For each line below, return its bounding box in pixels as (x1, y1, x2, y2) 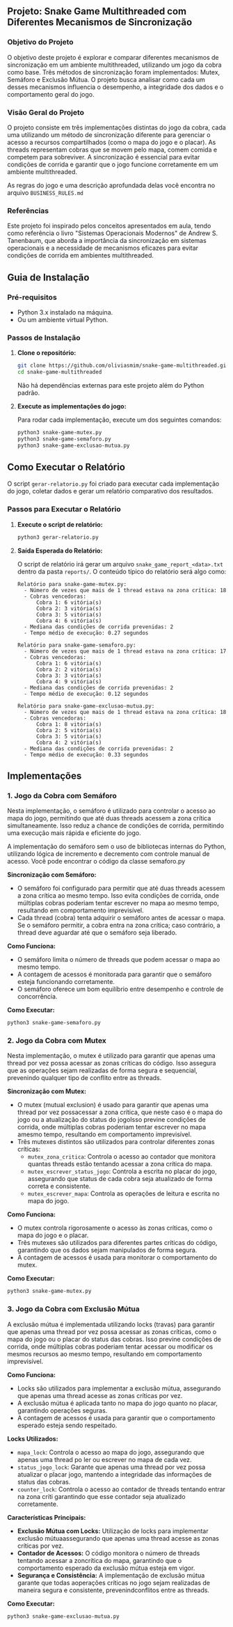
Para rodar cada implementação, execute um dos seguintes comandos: (17, 415, 222, 424)
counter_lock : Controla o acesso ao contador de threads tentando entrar (17, 1485, 226, 1493)
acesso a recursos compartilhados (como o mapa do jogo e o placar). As (7, 138, 216, 146)
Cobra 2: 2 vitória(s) (35, 666, 102, 673)
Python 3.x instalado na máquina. (17, 308, 113, 316)
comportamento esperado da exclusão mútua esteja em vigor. (17, 1564, 195, 1572)
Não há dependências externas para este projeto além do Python (17, 381, 204, 390)
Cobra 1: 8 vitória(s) (35, 720, 102, 728)
